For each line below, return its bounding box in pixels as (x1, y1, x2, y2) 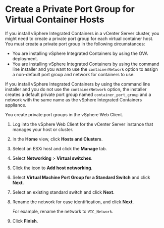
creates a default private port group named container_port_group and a (5, 91, 151, 97)
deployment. (12, 55, 38, 61)
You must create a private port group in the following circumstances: (5, 41, 145, 46)
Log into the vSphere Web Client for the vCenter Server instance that (12, 121, 154, 127)
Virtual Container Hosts (5, 14, 105, 25)
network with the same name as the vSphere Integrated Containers (5, 96, 142, 102)
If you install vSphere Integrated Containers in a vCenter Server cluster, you (5, 30, 160, 36)
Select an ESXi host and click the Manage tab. (12, 145, 108, 151)
